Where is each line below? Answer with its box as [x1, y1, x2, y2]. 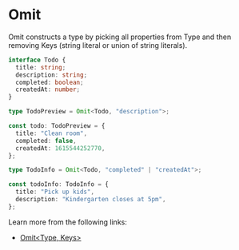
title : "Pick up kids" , [15, 188, 94, 196]
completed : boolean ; [15, 78, 84, 86]
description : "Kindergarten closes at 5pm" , [15, 196, 166, 204]
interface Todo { [8, 56, 66, 64]
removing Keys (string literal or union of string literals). [8, 40, 188, 50]
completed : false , [15, 137, 78, 145]
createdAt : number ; [15, 85, 81, 93]
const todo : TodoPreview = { [8, 122, 106, 130]
